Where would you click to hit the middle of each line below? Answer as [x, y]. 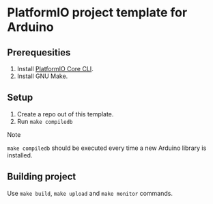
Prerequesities [39, 52]
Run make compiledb [45, 121]
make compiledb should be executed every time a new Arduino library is [107, 148]
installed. [20, 155]
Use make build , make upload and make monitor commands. [90, 193]
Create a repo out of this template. [65, 114]
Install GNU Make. [42, 76]
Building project [42, 177]
